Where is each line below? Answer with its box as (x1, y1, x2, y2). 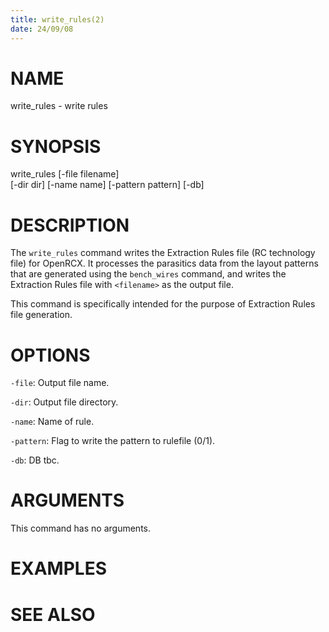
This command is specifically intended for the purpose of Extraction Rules (10, 298, 316, 310)
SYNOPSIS (10, 135, 102, 158)
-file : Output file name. (10, 377, 110, 389)
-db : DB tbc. (10, 454, 60, 466)
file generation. (10, 309, 73, 321)
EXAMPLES (10, 557, 107, 580)
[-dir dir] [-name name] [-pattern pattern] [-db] (10, 179, 205, 191)
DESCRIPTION (10, 214, 130, 236)
